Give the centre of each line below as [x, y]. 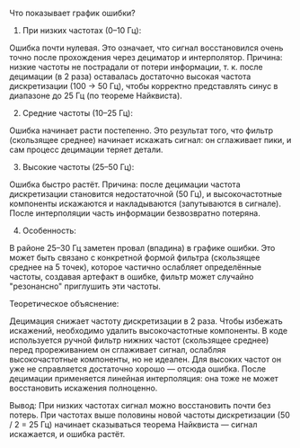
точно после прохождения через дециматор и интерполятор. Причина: [146, 57]
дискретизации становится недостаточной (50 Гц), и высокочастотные [146, 194]
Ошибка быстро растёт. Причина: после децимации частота [125, 184]
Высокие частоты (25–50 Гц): [78, 167]
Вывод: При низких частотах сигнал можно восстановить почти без [140, 405]
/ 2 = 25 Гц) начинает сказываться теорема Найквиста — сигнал [133, 425]
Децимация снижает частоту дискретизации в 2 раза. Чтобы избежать [146, 321]
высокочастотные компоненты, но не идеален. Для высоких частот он [145, 359]
